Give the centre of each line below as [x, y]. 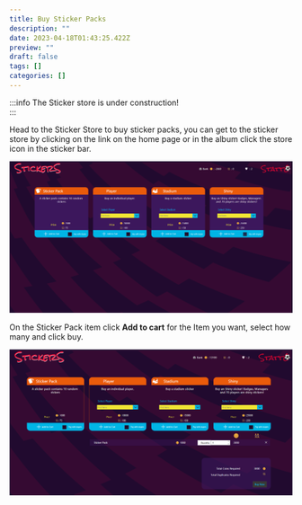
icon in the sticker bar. [50, 148]
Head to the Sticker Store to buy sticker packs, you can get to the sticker [144, 129]
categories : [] [38, 76]
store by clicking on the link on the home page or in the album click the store [151, 138]
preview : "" [31, 48]
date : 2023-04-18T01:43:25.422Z [70, 38]
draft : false [34, 57]
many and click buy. [46, 337]
